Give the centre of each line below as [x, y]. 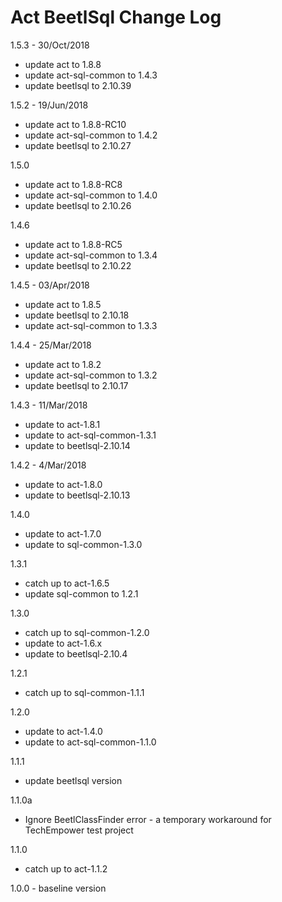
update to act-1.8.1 [62, 424]
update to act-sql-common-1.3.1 [90, 435]
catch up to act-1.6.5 [67, 583]
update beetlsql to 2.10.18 [77, 315]
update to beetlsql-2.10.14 [77, 445]
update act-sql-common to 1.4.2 [91, 135]
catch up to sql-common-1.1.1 [84, 692]
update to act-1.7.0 [63, 533]
